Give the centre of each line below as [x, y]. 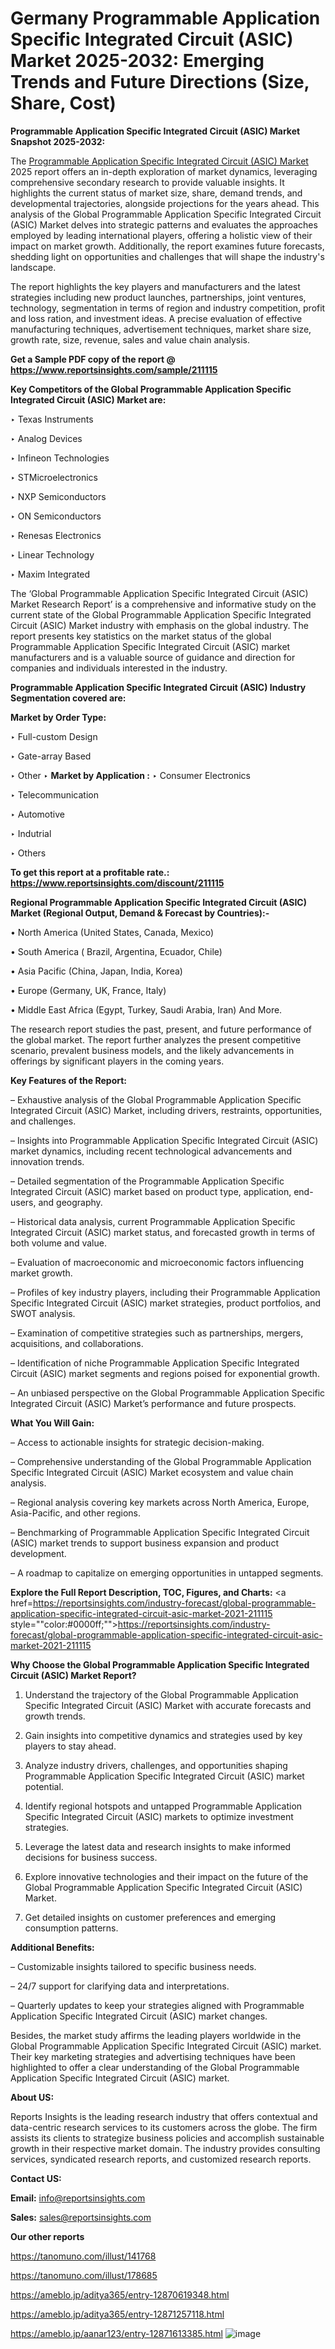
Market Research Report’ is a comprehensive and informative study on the [163, 604]
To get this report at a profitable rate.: [90, 872]
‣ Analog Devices [46, 438]
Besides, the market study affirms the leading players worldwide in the [156, 2035]
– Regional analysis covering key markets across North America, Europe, [160, 1502]
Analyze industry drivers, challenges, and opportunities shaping [156, 1765]
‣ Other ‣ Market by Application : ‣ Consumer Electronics [130, 775]
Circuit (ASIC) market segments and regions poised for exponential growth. [165, 1373]
